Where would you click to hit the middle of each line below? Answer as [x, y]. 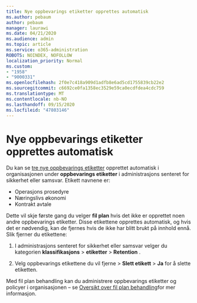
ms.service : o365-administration [47, 50]
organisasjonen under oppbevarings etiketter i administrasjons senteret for [98, 174]
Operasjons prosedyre [42, 192]
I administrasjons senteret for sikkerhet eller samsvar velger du [91, 246]
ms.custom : [19, 66]
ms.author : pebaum [29, 17]
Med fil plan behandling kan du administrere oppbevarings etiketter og [91, 281]
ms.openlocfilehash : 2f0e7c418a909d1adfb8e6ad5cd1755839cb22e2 [85, 83]
